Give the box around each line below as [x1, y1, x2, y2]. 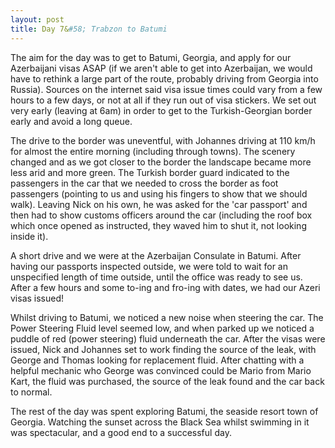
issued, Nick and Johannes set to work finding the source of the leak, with [10, 343, 317, 355]
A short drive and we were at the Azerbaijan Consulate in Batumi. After [10, 249, 302, 261]
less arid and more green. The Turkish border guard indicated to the [10, 166, 290, 178]
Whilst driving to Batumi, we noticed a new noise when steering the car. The [10, 311, 324, 323]
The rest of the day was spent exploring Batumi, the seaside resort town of [10, 405, 319, 417]
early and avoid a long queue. [10, 115, 133, 127]
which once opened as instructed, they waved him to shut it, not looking [10, 219, 307, 231]
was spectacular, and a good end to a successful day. [10, 426, 232, 438]
